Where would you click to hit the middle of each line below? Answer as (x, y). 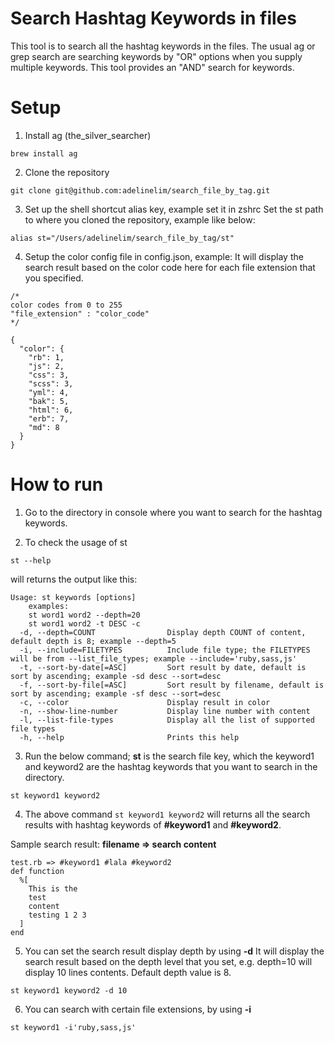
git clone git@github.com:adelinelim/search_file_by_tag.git (140, 190)
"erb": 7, (49, 418)
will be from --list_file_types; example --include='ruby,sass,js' (154, 658)
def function (37, 871)
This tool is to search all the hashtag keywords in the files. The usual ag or (163, 46)
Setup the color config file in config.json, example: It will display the (164, 256)
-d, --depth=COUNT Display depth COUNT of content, (163, 632)
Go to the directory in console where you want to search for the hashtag (173, 512)
